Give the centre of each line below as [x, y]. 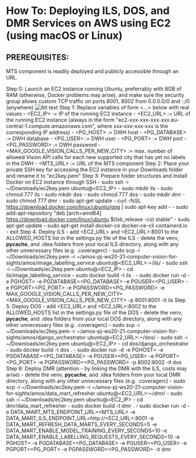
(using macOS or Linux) [64, 36]
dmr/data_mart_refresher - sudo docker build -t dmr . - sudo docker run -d [96, 406]
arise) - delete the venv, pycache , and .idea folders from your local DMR [93, 375]
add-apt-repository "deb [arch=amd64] [54, 213]
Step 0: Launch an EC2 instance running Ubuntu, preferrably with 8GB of [94, 89]
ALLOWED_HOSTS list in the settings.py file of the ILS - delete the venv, [93, 238]
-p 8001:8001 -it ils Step [157, 300]
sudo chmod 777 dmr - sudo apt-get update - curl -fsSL [74, 201]
